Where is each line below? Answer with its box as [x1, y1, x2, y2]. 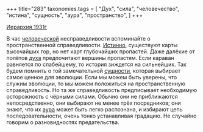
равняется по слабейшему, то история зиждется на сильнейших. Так [6, 61, 187, 68]
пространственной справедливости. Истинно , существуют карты [6, 42, 178, 48]
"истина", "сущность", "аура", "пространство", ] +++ [6, 12, 143, 19]
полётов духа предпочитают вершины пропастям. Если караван [6, 54, 174, 61]
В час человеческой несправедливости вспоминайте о [6, 35, 151, 42]
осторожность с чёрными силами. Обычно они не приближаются [6, 93, 178, 100]
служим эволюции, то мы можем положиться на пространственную [6, 80, 186, 87]
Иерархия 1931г [6, 24, 47, 30]
